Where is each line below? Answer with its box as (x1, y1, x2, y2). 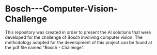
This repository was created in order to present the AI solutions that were (5, 29, 151, 35)
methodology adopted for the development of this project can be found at (5, 39, 153, 45)
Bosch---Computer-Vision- (5, 3, 118, 14)
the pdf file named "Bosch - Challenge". (5, 44, 85, 50)
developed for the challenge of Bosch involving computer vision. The (5, 34, 143, 40)
